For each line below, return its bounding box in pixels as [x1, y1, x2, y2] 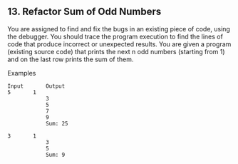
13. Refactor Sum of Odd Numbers [7, 6, 162, 18]
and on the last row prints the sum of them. [7, 55, 134, 63]
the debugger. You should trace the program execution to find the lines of [7, 32, 223, 41]
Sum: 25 [45, 120, 69, 127]
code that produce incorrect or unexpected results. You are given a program [7, 39, 232, 48]
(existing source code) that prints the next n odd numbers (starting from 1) [7, 47, 226, 56]
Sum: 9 [45, 151, 66, 158]
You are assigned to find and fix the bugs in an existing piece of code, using [7, 24, 230, 33]
